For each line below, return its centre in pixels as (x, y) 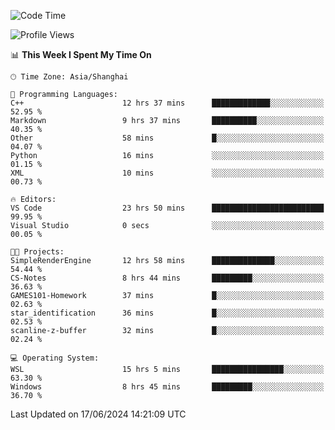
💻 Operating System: (55, 358)
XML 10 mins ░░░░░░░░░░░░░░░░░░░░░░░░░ (167, 173)
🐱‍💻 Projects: (37, 252)
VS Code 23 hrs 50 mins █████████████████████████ (167, 208)
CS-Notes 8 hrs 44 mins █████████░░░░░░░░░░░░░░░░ (167, 278)
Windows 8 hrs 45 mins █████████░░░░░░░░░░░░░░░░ (167, 387)
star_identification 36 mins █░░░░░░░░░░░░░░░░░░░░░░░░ (167, 313)
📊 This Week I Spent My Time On (81, 54)
